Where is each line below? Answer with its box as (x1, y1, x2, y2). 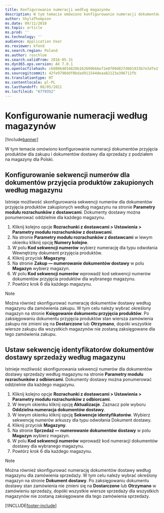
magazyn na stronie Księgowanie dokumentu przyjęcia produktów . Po (5, 311, 149, 316)
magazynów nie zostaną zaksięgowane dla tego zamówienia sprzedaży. (5, 493, 150, 499)
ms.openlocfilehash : (5, 67, 47, 71)
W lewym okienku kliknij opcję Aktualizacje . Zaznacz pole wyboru (12, 401, 146, 407)
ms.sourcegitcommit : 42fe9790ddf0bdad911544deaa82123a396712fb (5, 71, 137, 76)
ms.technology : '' (5, 35, 42, 40)
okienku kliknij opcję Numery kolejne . (12, 240, 89, 245)
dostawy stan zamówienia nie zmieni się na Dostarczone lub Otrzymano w (5, 483, 156, 489)
